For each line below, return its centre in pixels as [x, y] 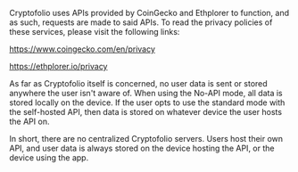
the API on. [29, 121]
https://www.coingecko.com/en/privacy [83, 49]
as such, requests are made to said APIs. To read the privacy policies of [141, 22]
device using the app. [49, 158]
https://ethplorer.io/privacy [58, 66]
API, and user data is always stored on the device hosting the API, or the [142, 148]
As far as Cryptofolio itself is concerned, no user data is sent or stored [138, 83]
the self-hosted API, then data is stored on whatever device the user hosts [146, 112]
